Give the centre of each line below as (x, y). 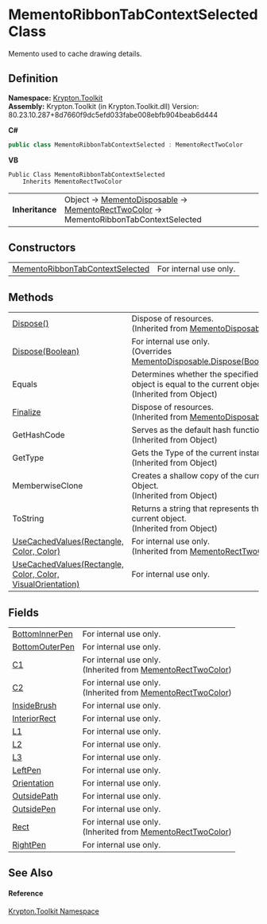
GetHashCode (39, 435)
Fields (24, 612)
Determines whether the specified (195, 374)
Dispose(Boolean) (46, 352)
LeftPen (27, 770)
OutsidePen (34, 809)
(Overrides (152, 352)
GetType (28, 458)
